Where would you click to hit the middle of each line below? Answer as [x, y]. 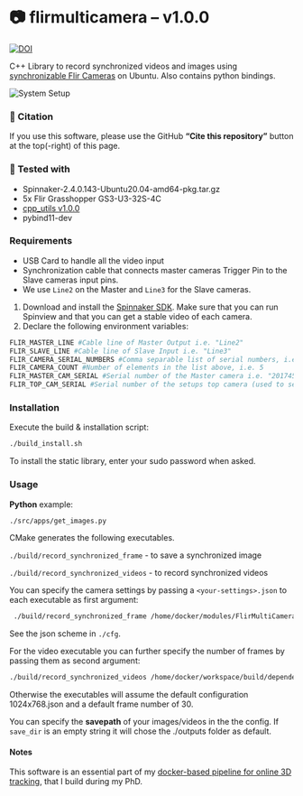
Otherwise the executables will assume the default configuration [129, 695]
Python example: [41, 504]
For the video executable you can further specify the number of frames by [147, 652]
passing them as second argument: [75, 661]
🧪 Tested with [40, 170]
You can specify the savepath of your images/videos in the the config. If [144, 722]
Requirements [41, 241]
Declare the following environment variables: [106, 326]
